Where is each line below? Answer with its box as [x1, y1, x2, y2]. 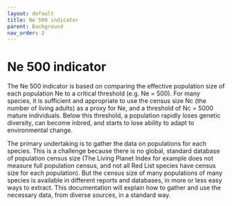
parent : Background [7, 23, 64, 30]
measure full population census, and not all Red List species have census [7, 162, 216, 170]
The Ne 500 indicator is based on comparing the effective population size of [7, 82, 225, 91]
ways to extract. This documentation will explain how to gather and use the [7, 184, 222, 192]
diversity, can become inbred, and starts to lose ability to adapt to [7, 119, 195, 127]
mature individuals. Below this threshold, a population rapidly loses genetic [7, 111, 221, 120]
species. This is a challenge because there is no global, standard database [7, 147, 220, 156]
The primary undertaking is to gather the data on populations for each [7, 140, 206, 148]
